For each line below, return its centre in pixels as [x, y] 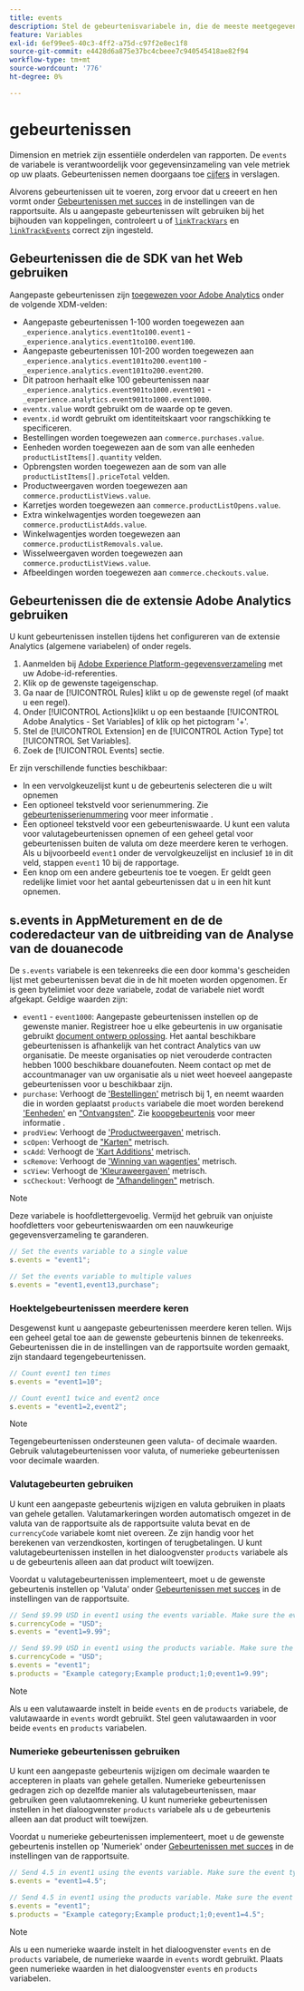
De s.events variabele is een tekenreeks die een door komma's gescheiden [150, 970]
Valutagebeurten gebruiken [71, 1484]
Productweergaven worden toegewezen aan [105, 485]
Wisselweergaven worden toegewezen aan [103, 553]
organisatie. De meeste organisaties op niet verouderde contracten [147, 1055]
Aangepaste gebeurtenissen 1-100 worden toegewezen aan [133, 322]
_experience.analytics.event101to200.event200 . [113, 370]
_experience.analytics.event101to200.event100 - [115, 360]
